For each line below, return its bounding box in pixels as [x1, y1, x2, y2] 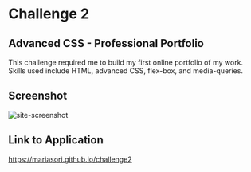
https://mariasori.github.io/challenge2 [8, 154, 133, 164]
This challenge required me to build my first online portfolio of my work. [8, 57, 244, 67]
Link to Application [8, 133, 104, 147]
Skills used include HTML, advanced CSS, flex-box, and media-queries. [8, 66, 243, 76]
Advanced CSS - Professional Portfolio [8, 37, 205, 50]
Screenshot [8, 89, 68, 103]
